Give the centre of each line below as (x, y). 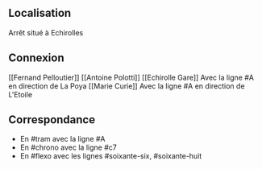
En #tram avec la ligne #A (63, 139)
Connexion (36, 58)
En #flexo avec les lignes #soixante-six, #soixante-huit (111, 156)
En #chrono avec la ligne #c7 (68, 147)
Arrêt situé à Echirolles (46, 32)
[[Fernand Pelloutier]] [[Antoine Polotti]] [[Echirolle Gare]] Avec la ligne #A (131, 77)
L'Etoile (21, 94)
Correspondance (52, 120)
